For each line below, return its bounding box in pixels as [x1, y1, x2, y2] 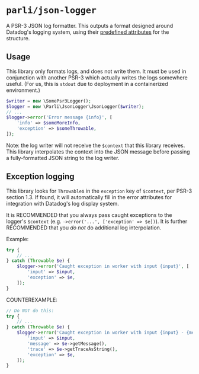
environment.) [6, 87, 40, 94]
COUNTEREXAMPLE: [6, 296, 57, 303]
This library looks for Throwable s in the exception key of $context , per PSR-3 [6, 187, 192, 194]
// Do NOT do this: [6, 308, 54, 314]
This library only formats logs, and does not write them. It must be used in [6, 68, 187, 75]
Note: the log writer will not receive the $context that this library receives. [6, 142, 185, 149]
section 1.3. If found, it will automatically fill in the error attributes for [6, 193, 172, 200]
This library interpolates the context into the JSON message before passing [6, 148, 191, 155]
